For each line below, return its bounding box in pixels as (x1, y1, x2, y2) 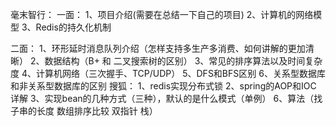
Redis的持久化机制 (35, 21, 112, 33)
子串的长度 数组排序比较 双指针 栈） (10, 105, 158, 117)
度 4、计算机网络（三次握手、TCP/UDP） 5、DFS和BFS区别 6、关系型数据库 (10, 68, 326, 79)
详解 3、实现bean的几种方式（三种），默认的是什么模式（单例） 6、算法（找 (10, 93, 323, 104)
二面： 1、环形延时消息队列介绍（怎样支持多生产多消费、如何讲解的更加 (10, 43, 306, 54)
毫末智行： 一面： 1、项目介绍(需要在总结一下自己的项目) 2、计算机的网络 (10, 9, 314, 20)
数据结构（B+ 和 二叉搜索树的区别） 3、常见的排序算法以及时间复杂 (44, 55, 323, 67)
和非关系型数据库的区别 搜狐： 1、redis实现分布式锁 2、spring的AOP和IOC (10, 80, 317, 92)
